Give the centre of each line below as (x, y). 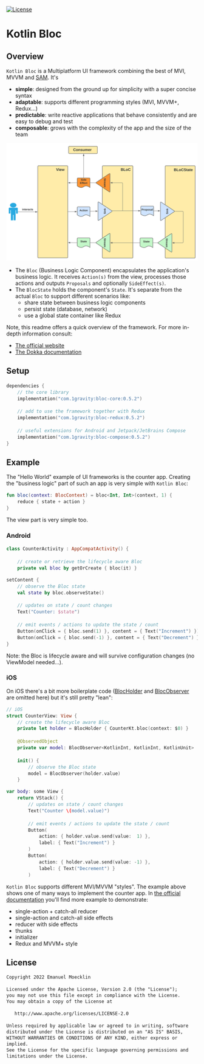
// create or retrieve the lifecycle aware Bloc (80, 562)
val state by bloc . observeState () (61, 592)
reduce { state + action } (51, 502)
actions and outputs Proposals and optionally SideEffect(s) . (90, 283)
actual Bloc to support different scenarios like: (73, 296)
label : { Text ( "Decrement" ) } (77, 868)
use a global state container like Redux (73, 315)
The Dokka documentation (48, 352)
